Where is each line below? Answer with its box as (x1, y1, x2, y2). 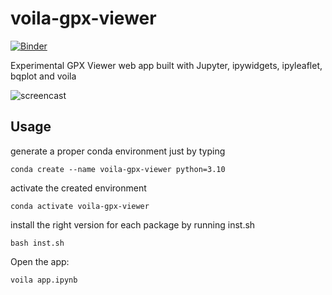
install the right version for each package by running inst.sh (10, 218, 256, 231)
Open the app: (10, 255, 70, 267)
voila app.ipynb (10, 275, 78, 285)
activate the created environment (10, 182, 147, 194)
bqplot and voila (10, 70, 77, 82)
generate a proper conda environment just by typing (10, 145, 226, 157)
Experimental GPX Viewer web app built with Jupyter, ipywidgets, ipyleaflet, (10, 59, 323, 71)
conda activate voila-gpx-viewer (10, 201, 150, 211)
